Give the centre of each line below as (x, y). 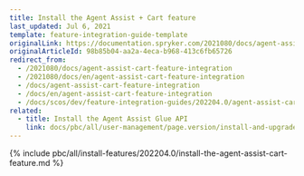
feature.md (30, 163)
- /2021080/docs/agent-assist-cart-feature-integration (125, 69)
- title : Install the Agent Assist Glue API (103, 119)
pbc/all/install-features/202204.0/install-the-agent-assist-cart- (170, 153)
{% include (30, 153)
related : (26, 111)
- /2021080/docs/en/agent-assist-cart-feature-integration (131, 77)
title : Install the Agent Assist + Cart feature (103, 18)
